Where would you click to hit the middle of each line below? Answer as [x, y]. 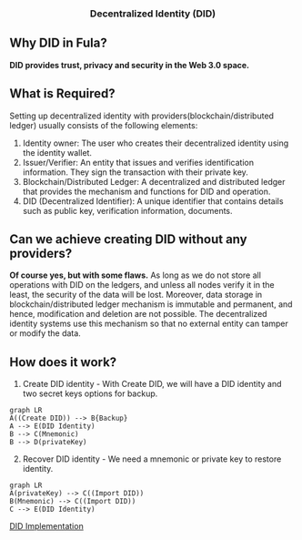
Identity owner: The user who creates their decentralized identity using [156, 143]
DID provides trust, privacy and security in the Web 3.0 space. [130, 65]
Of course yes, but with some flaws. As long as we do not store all [136, 275]
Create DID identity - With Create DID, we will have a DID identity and [152, 384]
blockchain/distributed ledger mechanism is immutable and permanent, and [151, 304]
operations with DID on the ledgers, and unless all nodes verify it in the [142, 285]
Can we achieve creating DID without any [128, 239]
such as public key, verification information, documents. [128, 210]
